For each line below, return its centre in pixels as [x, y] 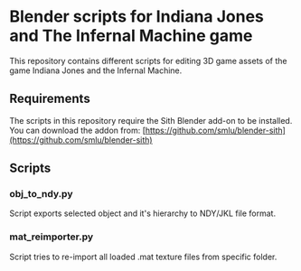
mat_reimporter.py [52, 237]
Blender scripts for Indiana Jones [137, 17]
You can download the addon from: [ [78, 130]
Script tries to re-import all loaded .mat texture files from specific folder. [143, 257]
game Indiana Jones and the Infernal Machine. [96, 70]
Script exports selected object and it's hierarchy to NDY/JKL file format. [143, 213]
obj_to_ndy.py [41, 194]
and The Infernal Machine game [131, 36]
